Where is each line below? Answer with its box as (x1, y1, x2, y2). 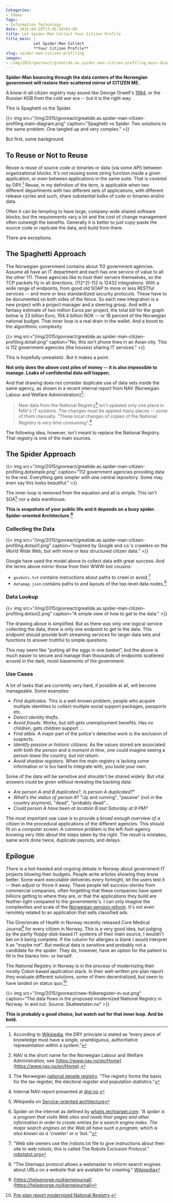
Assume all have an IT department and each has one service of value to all (6, 269, 164, 275)
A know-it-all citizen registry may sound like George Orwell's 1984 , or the (6, 90, 161, 96)
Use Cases (6, 670, 33, 678)
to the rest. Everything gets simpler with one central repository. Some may (6, 474, 163, 481)
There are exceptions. (6, 235, 52, 241)
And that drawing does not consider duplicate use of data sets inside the (6, 379, 160, 386)
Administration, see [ (13, 1057, 57, 1064)
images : (6, 55, 23, 61)
